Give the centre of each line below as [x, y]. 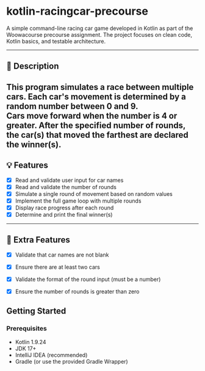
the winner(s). [34, 144]
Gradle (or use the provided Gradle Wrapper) [71, 361]
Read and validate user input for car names [69, 180]
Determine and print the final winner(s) [64, 214]
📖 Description [33, 66]
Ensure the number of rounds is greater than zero [77, 291]
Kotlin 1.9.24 [31, 342]
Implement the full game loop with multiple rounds [78, 201]
